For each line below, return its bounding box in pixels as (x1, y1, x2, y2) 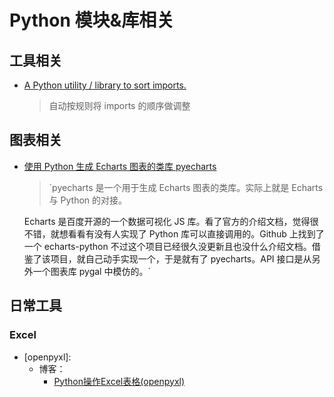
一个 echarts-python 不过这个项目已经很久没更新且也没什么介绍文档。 (23, 240, 312, 252)
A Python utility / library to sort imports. (23, 79, 187, 91)
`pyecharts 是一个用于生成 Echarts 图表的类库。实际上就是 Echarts (48, 181, 324, 193)
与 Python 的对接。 (48, 194, 128, 206)
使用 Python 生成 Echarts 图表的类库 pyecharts (23, 160, 217, 172)
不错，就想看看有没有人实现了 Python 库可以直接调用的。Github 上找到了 (23, 227, 325, 240)
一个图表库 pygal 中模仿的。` (32, 265, 151, 277)
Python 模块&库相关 (9, 9, 175, 32)
